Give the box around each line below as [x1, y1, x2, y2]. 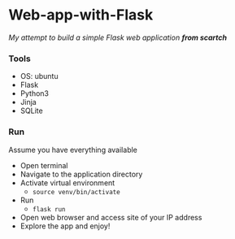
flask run [32, 205, 67, 213]
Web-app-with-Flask [8, 6, 154, 24]
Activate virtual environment [20, 177, 115, 188]
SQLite [20, 106, 43, 115]
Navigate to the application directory [20, 169, 143, 179]
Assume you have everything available [8, 145, 138, 154]
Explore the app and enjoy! [20, 221, 111, 231]
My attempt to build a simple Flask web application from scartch [8, 33, 228, 42]
